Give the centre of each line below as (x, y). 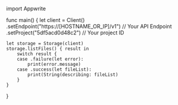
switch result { (37, 54)
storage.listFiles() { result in (48, 49)
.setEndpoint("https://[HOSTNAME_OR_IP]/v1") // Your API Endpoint (89, 26)
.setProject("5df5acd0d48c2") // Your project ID (65, 33)
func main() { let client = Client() (46, 20)
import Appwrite (26, 9)
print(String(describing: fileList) (73, 75)
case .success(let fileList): (54, 69)
